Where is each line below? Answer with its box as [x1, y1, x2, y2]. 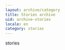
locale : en [5, 21, 28, 27]
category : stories [5, 26, 44, 31]
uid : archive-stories [5, 17, 51, 22]
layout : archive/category [5, 7, 60, 13]
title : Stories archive [5, 12, 56, 17]
